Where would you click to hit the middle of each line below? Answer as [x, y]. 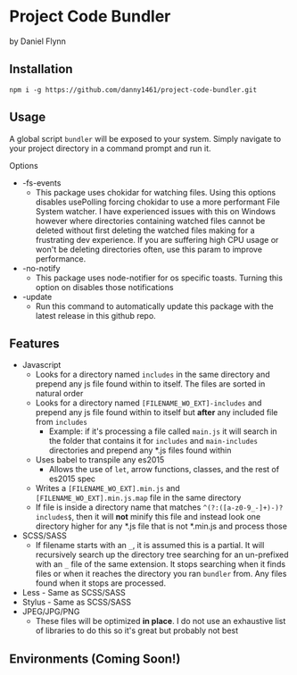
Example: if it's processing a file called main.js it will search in [163, 431]
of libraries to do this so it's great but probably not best [137, 630]
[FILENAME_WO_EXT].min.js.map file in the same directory [138, 498]
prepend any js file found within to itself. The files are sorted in [150, 384]
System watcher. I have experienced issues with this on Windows [156, 211]
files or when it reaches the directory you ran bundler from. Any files [161, 574]
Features [34, 343]
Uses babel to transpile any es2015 [100, 460]
